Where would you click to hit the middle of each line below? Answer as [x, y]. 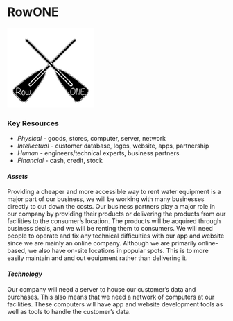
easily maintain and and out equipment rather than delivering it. [97, 258]
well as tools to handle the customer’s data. [69, 311]
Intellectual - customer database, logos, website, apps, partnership [113, 146]
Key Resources [33, 123]
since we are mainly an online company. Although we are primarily [102, 243]
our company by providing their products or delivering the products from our [116, 214]
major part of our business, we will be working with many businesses [106, 199]
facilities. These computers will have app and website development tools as [115, 304]
